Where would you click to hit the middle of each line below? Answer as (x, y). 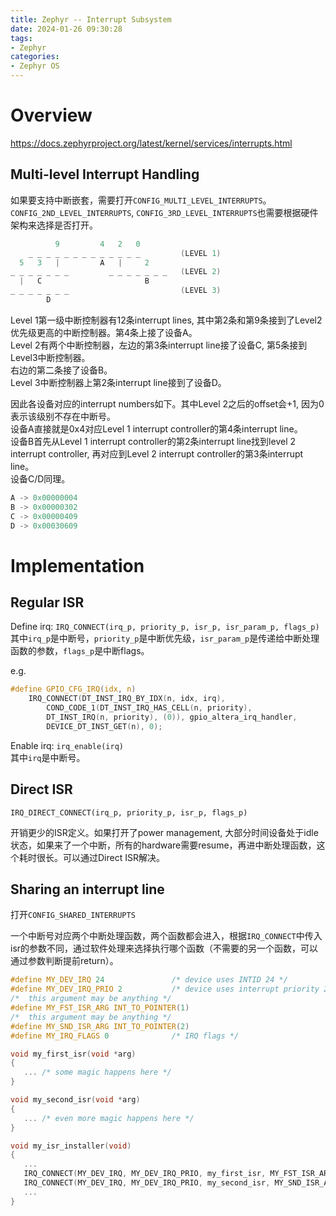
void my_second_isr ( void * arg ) (75, 1100)
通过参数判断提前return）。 (64, 961)
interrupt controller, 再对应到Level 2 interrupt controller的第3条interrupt (157, 453)
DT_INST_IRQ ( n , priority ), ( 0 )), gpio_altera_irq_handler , (172, 717)
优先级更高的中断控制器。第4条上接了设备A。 (104, 332)
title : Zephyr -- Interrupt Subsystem (91, 19)
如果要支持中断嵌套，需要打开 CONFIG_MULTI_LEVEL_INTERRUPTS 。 (141, 200)
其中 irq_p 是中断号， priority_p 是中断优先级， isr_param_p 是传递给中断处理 (165, 638)
